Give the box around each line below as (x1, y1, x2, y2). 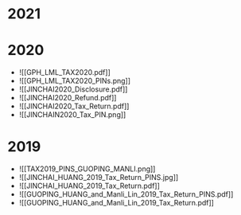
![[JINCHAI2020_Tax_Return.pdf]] (18, 101, 130, 111)
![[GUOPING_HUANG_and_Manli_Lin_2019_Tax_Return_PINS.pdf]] (18, 190, 234, 199)
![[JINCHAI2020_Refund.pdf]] (18, 93, 117, 103)
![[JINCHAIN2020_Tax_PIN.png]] (18, 110, 126, 119)
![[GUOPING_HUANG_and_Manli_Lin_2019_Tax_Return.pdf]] (18, 198, 214, 208)
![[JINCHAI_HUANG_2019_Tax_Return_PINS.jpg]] (18, 173, 179, 182)
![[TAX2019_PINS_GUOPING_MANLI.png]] (18, 164, 156, 174)
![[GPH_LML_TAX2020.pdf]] (18, 68, 111, 77)
